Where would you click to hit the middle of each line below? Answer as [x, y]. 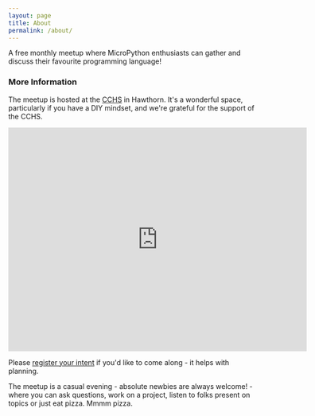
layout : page [30, 16]
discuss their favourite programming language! [85, 61]
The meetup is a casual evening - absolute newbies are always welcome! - [130, 386]
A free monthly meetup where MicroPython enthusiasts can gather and [124, 53]
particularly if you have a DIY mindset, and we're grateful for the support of [131, 107]
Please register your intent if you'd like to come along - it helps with [119, 362]
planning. [23, 371]
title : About [30, 23]
